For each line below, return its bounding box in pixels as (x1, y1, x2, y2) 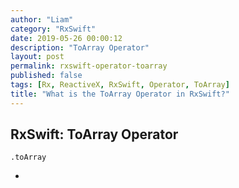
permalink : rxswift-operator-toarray (10, 61, 168, 71)
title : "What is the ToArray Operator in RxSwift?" (10, 89, 230, 99)
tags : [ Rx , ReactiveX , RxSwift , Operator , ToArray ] (10, 80, 230, 90)
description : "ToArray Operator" (10, 42, 150, 53)
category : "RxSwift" (10, 24, 97, 34)
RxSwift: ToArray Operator (10, 126, 179, 143)
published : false (10, 71, 83, 81)
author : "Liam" (10, 14, 74, 25)
